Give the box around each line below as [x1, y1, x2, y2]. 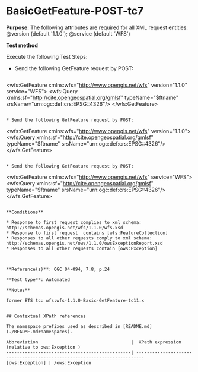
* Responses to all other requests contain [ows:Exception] [6, 245, 158, 251]
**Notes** [6, 287, 31, 293]
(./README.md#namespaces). [6, 329, 73, 335]
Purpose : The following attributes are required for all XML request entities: [6, 24, 189, 31]
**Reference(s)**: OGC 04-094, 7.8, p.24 [6, 266, 110, 272]
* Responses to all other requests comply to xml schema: [6, 235, 152, 241]
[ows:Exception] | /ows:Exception [6, 360, 92, 366]
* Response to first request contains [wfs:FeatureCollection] [6, 230, 168, 236]
